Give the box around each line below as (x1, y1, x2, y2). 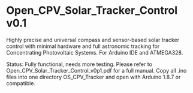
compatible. (6, 79, 36, 87)
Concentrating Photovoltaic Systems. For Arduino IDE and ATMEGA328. (6, 49, 183, 56)
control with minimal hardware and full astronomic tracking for (6, 43, 160, 50)
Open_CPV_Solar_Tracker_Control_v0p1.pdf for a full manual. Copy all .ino (6, 67, 187, 74)
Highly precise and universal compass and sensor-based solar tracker (6, 36, 180, 43)
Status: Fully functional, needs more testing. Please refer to (6, 61, 153, 68)
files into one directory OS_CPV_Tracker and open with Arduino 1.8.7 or (6, 73, 181, 80)
